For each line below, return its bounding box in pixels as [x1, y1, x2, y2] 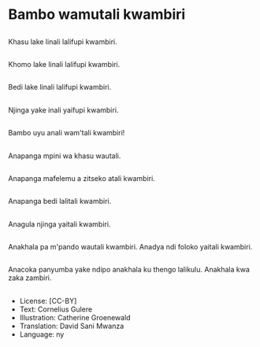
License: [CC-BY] [19, 296, 77, 305]
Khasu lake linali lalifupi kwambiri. [8, 37, 117, 46]
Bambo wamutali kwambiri [8, 6, 186, 24]
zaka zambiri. [8, 273, 52, 282]
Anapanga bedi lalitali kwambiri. [8, 197, 112, 206]
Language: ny [19, 329, 65, 339]
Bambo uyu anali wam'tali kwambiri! [8, 128, 125, 138]
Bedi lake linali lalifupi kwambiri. [8, 83, 112, 92]
